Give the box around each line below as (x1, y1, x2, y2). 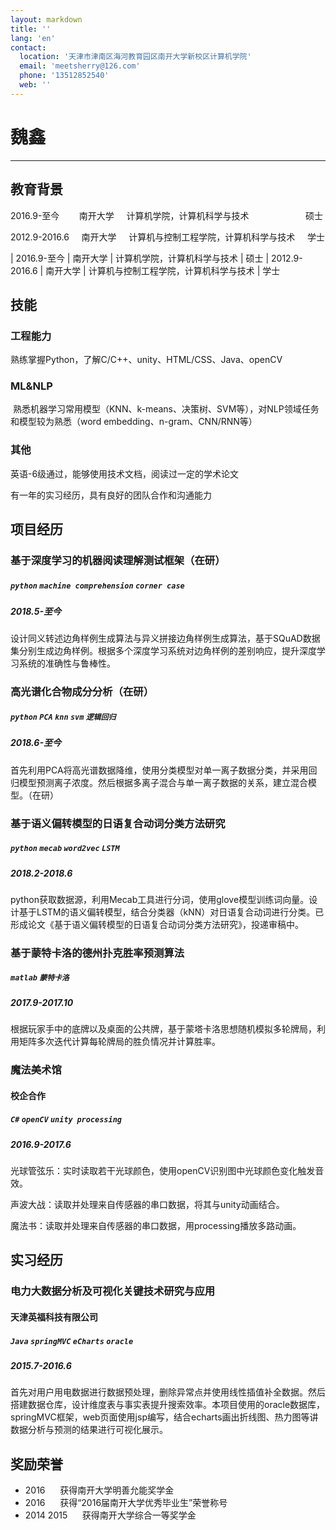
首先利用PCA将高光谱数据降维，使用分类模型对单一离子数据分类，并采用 (10, 764, 309, 776)
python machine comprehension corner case (10, 581, 185, 591)
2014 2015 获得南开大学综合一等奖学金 (24, 1509, 197, 1521)
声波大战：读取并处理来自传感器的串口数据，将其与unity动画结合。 (10, 1199, 285, 1211)
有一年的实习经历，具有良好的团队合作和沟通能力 (10, 489, 212, 501)
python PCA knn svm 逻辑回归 (10, 712, 117, 722)
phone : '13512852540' (19, 71, 110, 81)
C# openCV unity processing (10, 1115, 122, 1125)
